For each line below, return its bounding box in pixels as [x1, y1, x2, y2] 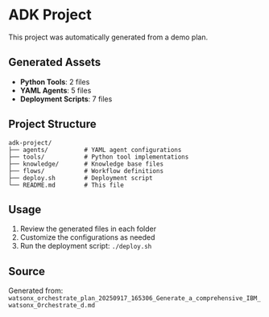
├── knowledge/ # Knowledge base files [8, 159, 163, 168]
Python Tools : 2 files [19, 76, 90, 86]
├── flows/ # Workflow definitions [8, 167, 163, 175]
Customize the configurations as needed [19, 233, 155, 242]
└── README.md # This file [8, 181, 125, 189]
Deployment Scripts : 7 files [19, 94, 113, 104]
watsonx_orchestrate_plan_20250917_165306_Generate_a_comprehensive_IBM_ [8, 294, 262, 303]
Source [8, 264, 46, 278]
